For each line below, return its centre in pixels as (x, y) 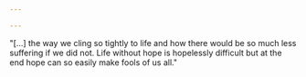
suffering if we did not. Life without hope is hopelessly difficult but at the (146, 53)
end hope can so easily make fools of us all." (94, 62)
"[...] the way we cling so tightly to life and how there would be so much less (153, 43)
